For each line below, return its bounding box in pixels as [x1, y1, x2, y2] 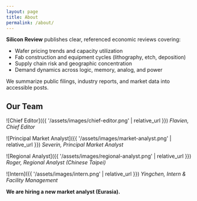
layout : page [6, 8, 38, 15]
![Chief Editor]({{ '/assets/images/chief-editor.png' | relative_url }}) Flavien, [6, 117, 189, 125]
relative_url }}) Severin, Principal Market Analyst [6, 141, 124, 148]
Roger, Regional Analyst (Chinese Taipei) [6, 159, 106, 166]
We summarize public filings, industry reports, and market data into [6, 78, 170, 85]
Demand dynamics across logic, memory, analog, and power [14, 66, 163, 74]
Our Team [6, 101, 43, 111]
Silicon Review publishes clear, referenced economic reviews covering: [6, 36, 181, 43]
